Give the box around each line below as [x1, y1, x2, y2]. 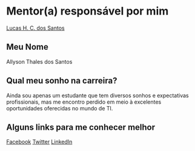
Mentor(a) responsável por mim [6, 4, 169, 18]
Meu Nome [6, 42, 48, 52]
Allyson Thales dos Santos [6, 58, 73, 65]
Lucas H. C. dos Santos [6, 24, 65, 32]
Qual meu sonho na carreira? [6, 76, 117, 86]
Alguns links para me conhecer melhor [6, 122, 156, 132]
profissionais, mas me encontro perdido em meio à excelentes [6, 98, 162, 106]
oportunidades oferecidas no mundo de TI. [6, 104, 113, 112]
